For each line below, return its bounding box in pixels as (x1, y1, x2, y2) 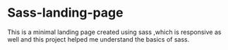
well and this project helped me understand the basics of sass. (7, 35, 190, 43)
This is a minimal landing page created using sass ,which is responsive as (7, 28, 222, 36)
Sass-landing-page (7, 5, 124, 21)
